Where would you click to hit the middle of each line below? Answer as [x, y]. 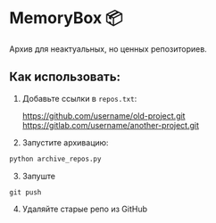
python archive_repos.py [55, 159]
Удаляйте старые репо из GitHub [84, 209]
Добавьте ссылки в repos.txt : [79, 98]
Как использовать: [65, 77]
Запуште [39, 176]
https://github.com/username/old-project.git [104, 116]
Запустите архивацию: [65, 142]
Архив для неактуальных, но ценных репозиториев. [108, 49]
